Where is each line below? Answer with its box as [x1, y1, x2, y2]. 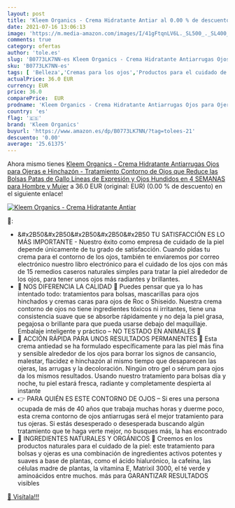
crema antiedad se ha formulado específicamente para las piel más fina [17, 342, 224, 350]
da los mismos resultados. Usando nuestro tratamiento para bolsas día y [17, 372, 226, 380]
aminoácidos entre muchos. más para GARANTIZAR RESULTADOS [17, 472, 208, 480]
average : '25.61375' [7, 141, 68, 148]
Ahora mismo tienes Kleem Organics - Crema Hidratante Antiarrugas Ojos [7, 160, 220, 168]
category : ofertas [7, 43, 61, 50]
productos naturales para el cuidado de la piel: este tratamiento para [17, 442, 215, 451]
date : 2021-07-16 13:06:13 [7, 23, 86, 30]
